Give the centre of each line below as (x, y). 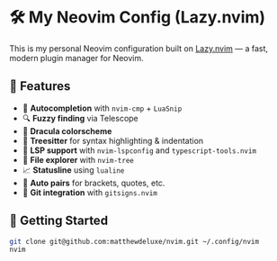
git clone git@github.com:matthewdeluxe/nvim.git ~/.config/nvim (134, 241)
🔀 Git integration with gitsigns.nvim (89, 192)
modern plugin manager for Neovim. (76, 58)
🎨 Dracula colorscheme (67, 130)
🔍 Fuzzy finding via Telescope (80, 118)
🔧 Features (40, 86)
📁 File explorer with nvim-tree (78, 159)
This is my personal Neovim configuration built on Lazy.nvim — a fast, (138, 48)
